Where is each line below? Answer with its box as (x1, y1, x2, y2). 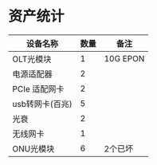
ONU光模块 (12, 143, 55, 154)
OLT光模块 (12, 53, 52, 65)
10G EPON (104, 53, 145, 64)
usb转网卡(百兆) (12, 98, 73, 109)
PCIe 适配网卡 (12, 83, 65, 94)
